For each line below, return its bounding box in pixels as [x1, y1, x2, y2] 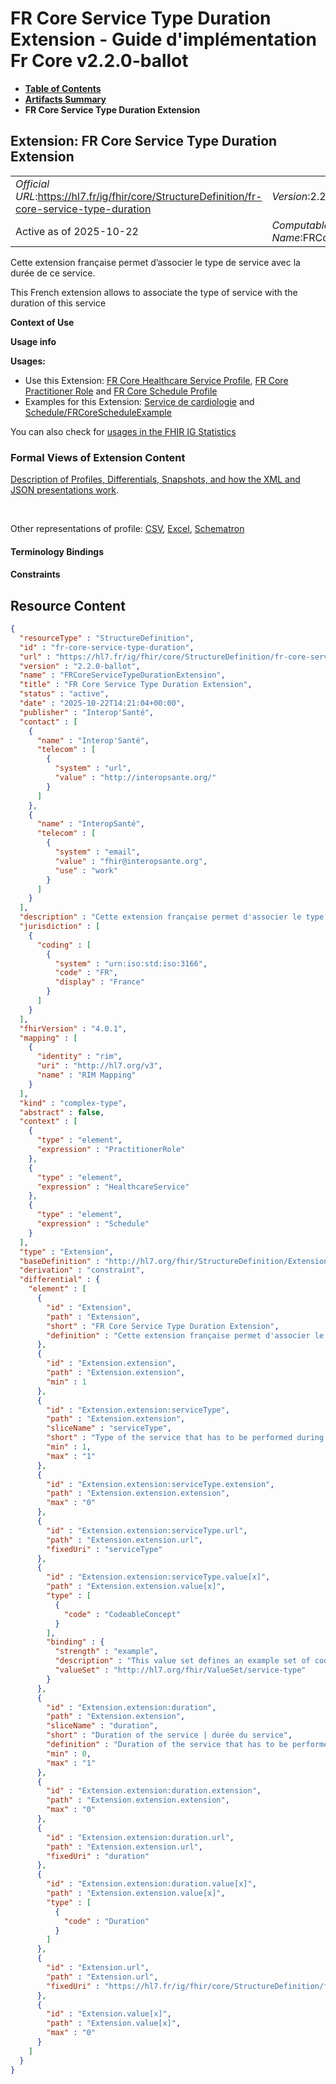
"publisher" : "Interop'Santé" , [19, 707, 155, 717]
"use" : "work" [54, 865, 118, 876]
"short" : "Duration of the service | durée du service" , [46, 1730, 293, 1741]
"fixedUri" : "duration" [46, 1851, 150, 1861]
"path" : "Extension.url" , [46, 1972, 159, 1982]
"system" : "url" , [54, 763, 132, 774]
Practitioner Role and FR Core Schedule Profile [24, 385, 218, 397]
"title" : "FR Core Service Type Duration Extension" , [19, 680, 253, 690]
